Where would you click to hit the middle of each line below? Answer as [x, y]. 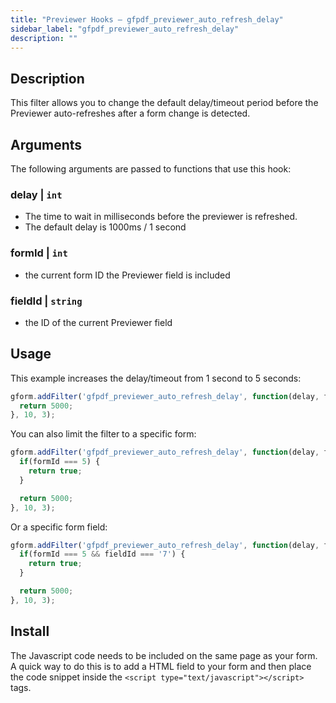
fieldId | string [46, 301]
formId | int [39, 253]
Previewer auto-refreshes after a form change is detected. [130, 113]
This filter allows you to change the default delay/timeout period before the [164, 103]
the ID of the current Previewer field [98, 322]
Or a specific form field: [59, 527]
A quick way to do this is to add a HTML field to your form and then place [161, 666]
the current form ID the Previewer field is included [127, 275]
